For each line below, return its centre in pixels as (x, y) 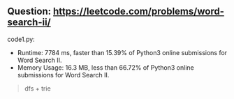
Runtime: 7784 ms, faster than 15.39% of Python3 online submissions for (122, 52)
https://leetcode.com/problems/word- (139, 12)
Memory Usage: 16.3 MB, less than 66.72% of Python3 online (105, 67)
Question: (29, 12)
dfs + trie (37, 88)
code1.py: (21, 39)
